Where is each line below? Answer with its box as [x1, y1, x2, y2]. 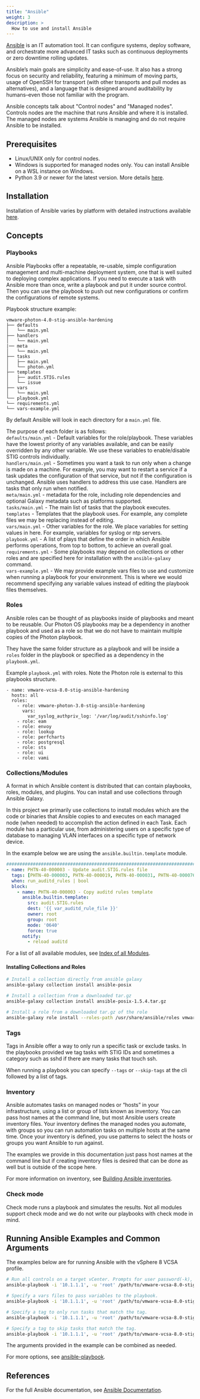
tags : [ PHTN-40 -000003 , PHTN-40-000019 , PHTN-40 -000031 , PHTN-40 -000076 [11, 872, 196, 878]
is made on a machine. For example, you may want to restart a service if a [6, 466, 187, 473]
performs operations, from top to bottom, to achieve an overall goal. [6, 541, 173, 549]
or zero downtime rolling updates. [6, 54, 89, 61]
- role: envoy [17, 723, 52, 729]
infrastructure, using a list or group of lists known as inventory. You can [6, 1107, 182, 1115]
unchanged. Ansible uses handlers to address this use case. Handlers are [6, 478, 187, 485]
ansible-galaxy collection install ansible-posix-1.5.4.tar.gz [6, 998, 167, 1005]
